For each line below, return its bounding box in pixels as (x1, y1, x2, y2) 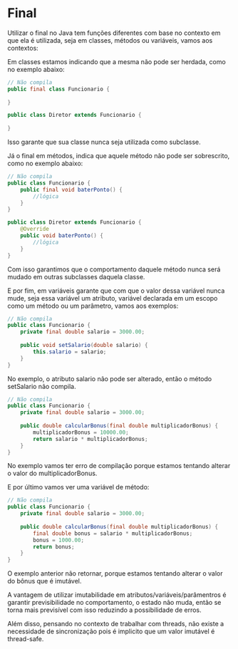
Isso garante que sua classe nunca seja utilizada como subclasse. (7, 137, 201, 147)
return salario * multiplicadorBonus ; (33, 435, 148, 442)
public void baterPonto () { (20, 232, 103, 239)
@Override (20, 226, 50, 233)
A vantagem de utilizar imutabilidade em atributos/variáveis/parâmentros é (7, 591, 227, 599)
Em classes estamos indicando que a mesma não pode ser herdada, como (7, 57, 226, 66)
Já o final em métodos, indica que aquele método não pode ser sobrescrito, (7, 152, 230, 160)
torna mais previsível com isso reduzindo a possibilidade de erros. (7, 606, 202, 614)
